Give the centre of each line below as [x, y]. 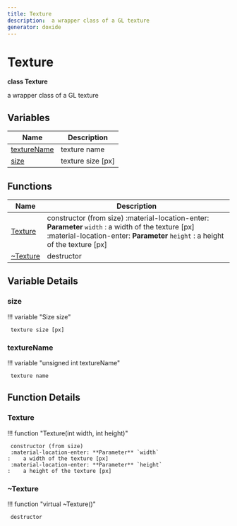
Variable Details [43, 281]
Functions [30, 186]
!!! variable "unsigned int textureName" [64, 362]
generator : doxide [34, 27]
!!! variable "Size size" [39, 316]
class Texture [28, 81]
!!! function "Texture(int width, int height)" [68, 433]
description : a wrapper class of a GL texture [79, 21]
